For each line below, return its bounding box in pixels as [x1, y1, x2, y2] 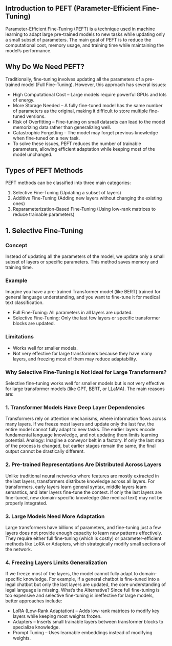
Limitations [5, 333, 34, 340]
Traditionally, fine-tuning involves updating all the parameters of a [5, 76, 144, 82]
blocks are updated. [12, 320, 55, 327]
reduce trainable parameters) [12, 211, 75, 217]
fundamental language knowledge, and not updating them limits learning [5, 432, 158, 438]
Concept [5, 241, 27, 249]
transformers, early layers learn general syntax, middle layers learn [5, 483, 147, 490]
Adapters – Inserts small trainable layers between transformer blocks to [12, 619, 164, 625]
